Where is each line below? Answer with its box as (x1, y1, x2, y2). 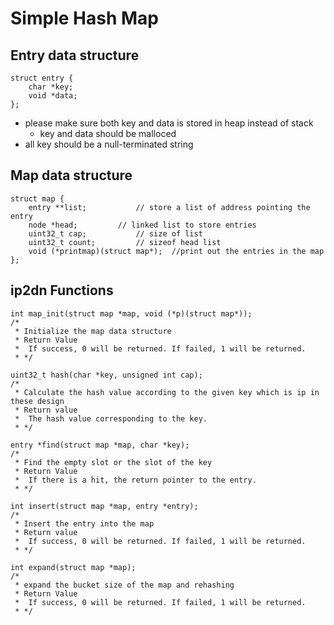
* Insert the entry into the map (14, 518, 155, 529)
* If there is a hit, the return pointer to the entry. (14, 475, 257, 485)
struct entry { (10, 73, 74, 83)
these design (10, 396, 65, 406)
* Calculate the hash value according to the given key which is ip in (14, 387, 320, 397)
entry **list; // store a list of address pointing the (28, 202, 311, 212)
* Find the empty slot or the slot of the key (14, 457, 213, 467)
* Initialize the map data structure (14, 326, 172, 336)
